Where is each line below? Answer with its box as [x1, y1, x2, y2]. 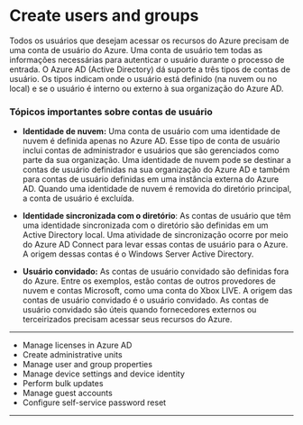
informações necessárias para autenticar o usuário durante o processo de [9, 54, 285, 65]
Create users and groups [9, 5, 199, 26]
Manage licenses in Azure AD [22, 339, 133, 351]
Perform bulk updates [22, 378, 104, 389]
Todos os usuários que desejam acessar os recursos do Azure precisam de [9, 35, 289, 46]
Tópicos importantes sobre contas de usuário [9, 105, 214, 118]
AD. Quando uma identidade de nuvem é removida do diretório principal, [22, 184, 292, 194]
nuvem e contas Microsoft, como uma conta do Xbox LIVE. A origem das [22, 285, 293, 296]
